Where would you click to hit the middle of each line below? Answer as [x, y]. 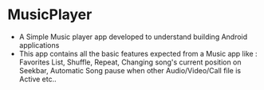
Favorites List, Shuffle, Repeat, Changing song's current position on [130, 62]
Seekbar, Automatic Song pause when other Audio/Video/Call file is [130, 70]
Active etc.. [37, 79]
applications [39, 45]
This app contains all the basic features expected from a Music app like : [138, 53]
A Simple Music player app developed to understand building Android [133, 37]
